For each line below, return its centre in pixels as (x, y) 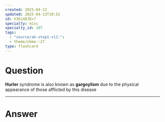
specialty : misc (22, 23)
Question (24, 71)
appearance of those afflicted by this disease (51, 90)
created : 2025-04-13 (26, 10)
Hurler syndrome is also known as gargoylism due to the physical (72, 84)
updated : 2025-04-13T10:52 (33, 14)
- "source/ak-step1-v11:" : (37, 37)
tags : (11, 32)
